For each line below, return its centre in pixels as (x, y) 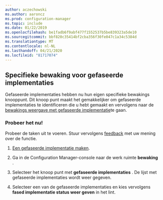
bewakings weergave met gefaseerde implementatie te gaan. (66, 110)
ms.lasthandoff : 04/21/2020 (34, 50)
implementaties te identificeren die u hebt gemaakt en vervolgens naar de (80, 105)
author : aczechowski (26, 10)
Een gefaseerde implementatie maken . (51, 148)
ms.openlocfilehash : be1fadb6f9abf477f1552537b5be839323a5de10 (71, 32)
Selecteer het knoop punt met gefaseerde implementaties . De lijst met (84, 173)
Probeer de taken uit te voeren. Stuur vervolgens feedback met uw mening (80, 133)
